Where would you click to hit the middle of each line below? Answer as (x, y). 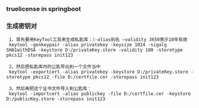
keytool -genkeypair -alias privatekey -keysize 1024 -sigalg (88, 45)
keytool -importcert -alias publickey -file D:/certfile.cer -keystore (100, 94)
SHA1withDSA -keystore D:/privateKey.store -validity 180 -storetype (95, 50)
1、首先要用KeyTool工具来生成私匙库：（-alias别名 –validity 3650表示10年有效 (98, 40)
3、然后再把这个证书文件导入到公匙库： (50, 89)
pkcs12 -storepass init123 (40, 55)
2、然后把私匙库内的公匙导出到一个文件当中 (55, 67)
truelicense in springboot (44, 9)
